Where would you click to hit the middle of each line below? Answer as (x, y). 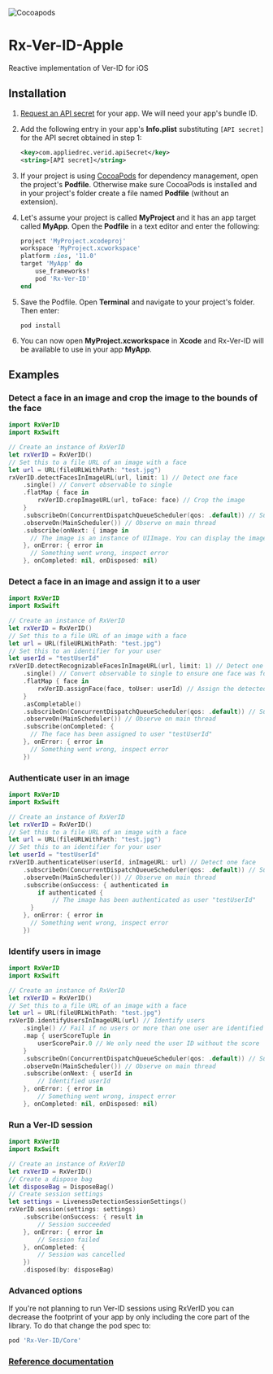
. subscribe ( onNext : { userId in (78, 1074)
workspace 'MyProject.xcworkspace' (80, 248)
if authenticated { (71, 893)
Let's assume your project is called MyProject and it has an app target (138, 217)
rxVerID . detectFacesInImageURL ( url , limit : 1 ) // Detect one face (123, 477)
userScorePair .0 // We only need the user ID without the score (149, 1043)
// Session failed (69, 1240)
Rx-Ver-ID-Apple (66, 46)
